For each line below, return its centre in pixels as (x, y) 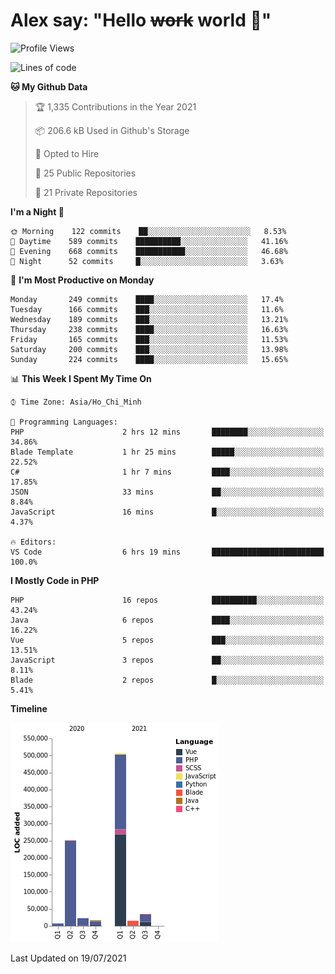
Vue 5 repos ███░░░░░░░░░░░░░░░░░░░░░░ (167, 640)
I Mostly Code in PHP (55, 580)
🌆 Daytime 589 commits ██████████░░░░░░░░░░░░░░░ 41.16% (149, 241)
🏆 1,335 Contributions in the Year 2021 (115, 106)
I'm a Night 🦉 (37, 211)
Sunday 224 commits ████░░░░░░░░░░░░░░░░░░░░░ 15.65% (149, 359)
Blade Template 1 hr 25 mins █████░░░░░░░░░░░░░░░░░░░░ (167, 452)
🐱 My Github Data (49, 86)
